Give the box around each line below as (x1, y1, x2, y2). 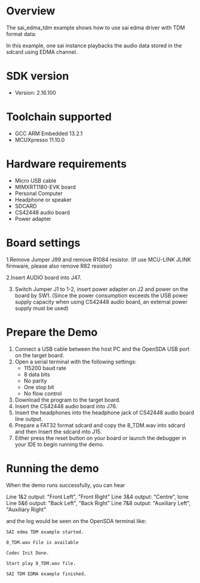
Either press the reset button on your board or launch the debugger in (14, 434, 186, 441)
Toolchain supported (6, 110, 112, 124)
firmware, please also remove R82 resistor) (6, 262, 112, 269)
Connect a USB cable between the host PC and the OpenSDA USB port (14, 345, 190, 353)
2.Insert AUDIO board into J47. (6, 274, 82, 281)
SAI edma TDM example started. (6, 529, 84, 535)
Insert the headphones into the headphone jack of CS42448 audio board (14, 409, 195, 416)
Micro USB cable (14, 177, 57, 184)
